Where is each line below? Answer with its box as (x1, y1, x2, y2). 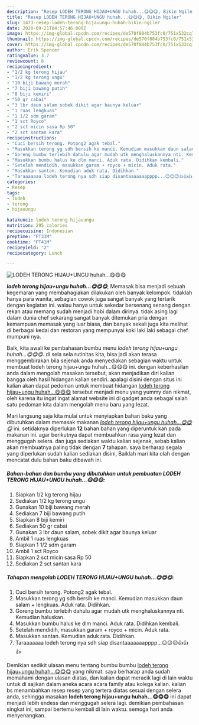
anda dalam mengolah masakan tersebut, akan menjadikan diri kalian (6, 370, 175, 377)
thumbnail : (6, 36, 34, 42)
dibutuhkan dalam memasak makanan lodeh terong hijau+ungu (6, 419, 160, 426)
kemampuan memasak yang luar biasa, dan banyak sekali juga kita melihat (6, 320, 188, 328)
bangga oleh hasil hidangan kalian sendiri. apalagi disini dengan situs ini (6, 376, 182, 383)
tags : (6, 190, 20, 196)
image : (6, 31, 23, 37)
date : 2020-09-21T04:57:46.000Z (6, 25, 86, 31)
